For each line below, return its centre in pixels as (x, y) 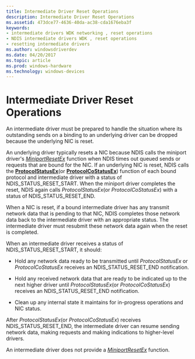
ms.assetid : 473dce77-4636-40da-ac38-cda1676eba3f (69, 22)
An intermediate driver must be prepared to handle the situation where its (94, 129)
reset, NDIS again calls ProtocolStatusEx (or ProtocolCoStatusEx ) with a (92, 190)
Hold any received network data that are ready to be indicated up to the (100, 279)
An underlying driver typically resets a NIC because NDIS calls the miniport (96, 153)
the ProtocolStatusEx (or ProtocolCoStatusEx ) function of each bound (91, 171)
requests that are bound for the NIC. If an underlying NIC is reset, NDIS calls (97, 165)
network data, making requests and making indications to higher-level (90, 332)
